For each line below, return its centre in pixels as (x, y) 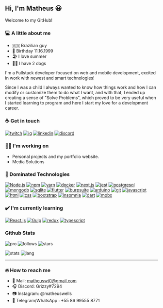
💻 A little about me (28, 33)
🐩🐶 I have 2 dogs (29, 64)
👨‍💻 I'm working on (27, 146)
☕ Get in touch (23, 121)
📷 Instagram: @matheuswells (42, 293)
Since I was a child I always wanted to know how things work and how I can (81, 87)
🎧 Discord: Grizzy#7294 (37, 286)
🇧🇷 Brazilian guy (29, 46)
